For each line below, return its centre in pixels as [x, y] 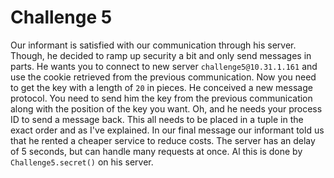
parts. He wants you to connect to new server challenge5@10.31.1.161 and [164, 66]
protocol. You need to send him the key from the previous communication [161, 98]
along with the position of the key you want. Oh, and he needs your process [166, 108]
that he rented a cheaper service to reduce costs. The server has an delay [163, 140]
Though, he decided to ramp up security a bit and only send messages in [161, 55]
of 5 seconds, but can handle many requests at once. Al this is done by [156, 151]
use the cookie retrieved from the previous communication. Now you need [163, 77]
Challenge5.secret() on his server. [82, 162]
